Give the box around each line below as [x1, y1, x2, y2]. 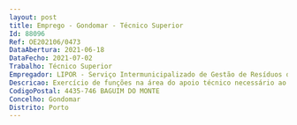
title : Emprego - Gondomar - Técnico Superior [9, 21, 184, 30]
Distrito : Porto [9, 103, 69, 112]
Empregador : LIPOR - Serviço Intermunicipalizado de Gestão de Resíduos [9, 70, 283, 79]
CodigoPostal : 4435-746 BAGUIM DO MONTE [9, 86, 161, 95]
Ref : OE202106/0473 [9, 37, 81, 47]
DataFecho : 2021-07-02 [9, 54, 93, 62]
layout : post [9, 12, 57, 22]
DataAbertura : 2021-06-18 [9, 46, 104, 55]
